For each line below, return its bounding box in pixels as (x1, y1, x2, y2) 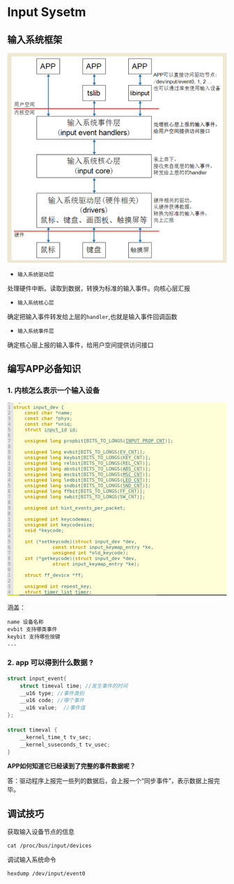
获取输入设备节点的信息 (7, 828, 75, 836)
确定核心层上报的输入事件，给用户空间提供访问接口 (7, 341, 154, 349)
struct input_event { (7, 675, 68, 682)
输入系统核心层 (17, 299, 54, 307)
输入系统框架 (7, 33, 63, 45)
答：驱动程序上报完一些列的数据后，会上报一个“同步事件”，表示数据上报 (7, 777, 214, 785)
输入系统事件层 (17, 327, 54, 334)
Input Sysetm (7, 4, 86, 20)
